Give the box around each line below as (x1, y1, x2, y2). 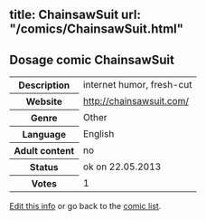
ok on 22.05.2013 (82, 160, 162, 173)
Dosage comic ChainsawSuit (9, 52, 174, 67)
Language (22, 129, 66, 141)
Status (30, 161, 59, 174)
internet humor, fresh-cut (82, 79, 192, 91)
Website (25, 95, 63, 108)
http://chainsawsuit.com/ (82, 95, 190, 108)
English (82, 128, 115, 140)
